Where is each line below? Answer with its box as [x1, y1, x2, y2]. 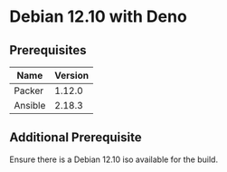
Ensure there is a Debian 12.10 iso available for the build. [9, 154, 219, 165]
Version [53, 70, 89, 81]
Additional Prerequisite [9, 129, 142, 146]
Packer [14, 84, 44, 97]
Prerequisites [9, 43, 87, 58]
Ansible [14, 100, 46, 111]
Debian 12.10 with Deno [9, 6, 187, 27]
